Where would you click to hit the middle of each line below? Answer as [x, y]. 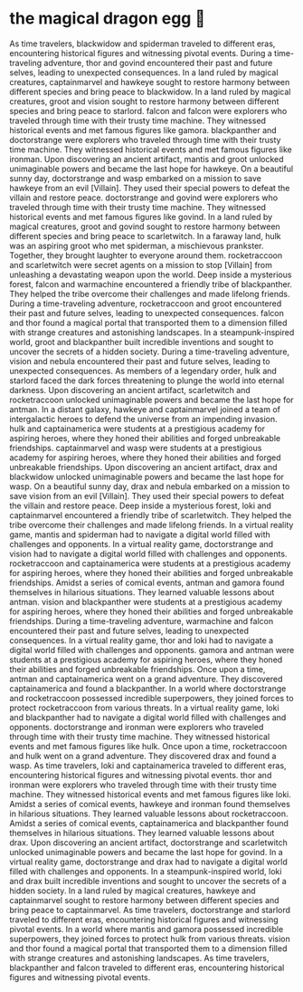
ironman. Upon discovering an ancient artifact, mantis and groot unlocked [147, 159]
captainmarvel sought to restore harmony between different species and [144, 900]
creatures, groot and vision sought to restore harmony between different [144, 101]
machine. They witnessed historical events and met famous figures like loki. [151, 794]
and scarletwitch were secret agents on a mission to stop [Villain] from [141, 265]
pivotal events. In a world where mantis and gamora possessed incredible [147, 929]
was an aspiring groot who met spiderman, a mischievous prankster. [137, 246]
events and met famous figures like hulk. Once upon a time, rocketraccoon [148, 746]
